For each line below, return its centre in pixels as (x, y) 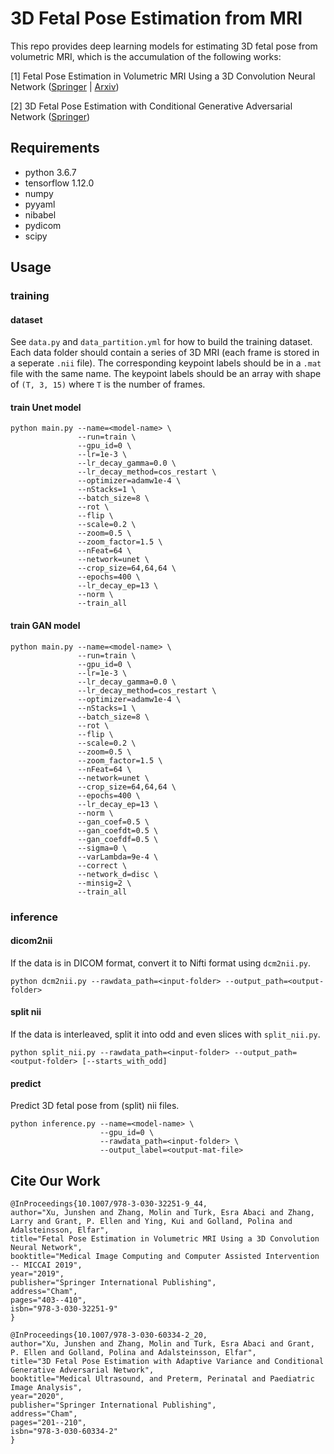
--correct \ (102, 865)
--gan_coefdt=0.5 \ (118, 830)
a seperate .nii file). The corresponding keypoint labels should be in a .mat (166, 363)
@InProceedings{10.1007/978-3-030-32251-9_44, (109, 1204)
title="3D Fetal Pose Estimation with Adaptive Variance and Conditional (167, 1362)
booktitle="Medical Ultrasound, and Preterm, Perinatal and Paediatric (162, 1379)
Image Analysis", (46, 1388)
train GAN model (45, 626)
